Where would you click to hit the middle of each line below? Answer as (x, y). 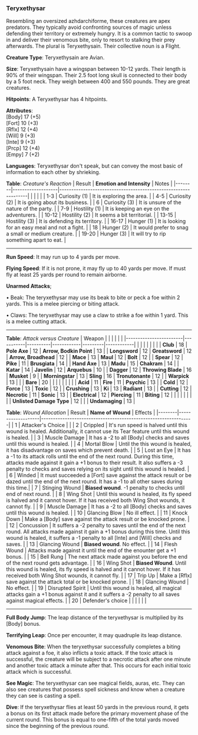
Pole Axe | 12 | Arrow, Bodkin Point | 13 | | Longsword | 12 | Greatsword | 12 (99, 351)
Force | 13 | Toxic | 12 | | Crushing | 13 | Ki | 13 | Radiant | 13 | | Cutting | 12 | (99, 389)
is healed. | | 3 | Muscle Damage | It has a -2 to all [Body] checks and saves (98, 438)
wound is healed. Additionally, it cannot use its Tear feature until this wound (98, 431)
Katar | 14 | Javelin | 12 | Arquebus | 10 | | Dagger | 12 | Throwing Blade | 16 (99, 370)
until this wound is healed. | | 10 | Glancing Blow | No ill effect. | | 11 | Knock (97, 513)
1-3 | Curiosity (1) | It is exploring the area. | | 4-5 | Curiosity (119, 196)
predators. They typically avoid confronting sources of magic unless (89, 27)
